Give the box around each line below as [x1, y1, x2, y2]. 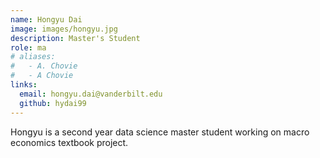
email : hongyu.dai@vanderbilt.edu [19, 89, 163, 99]
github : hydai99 [19, 98, 87, 108]
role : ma [10, 42, 47, 53]
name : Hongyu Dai [10, 14, 83, 25]
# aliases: [10, 52, 56, 62]
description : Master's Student [10, 33, 141, 43]
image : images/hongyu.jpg [10, 24, 118, 34]
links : [10, 80, 38, 90]
